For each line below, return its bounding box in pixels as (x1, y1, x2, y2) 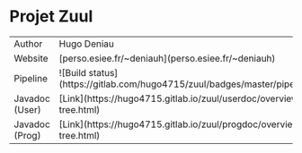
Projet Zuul (9, 6, 93, 27)
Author (13, 38, 43, 50)
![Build (58, 66, 87, 79)
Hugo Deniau (58, 38, 115, 50)
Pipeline (13, 72, 48, 84)
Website (13, 52, 49, 64)
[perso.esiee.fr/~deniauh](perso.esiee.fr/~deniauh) (58, 52, 276, 64)
